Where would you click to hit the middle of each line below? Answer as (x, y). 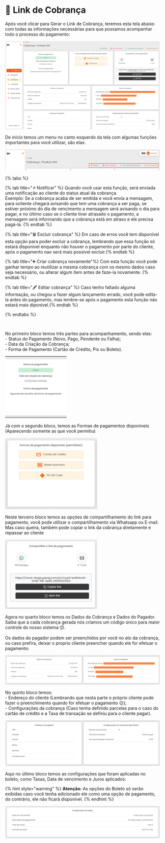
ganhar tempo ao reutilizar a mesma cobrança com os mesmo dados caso (80, 267)
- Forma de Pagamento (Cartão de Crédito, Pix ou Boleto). (64, 349)
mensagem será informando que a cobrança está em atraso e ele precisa (79, 220)
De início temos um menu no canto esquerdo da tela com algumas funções (81, 137)
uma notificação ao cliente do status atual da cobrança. (61, 193)
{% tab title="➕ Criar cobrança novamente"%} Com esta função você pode (81, 261)
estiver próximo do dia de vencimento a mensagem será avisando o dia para (82, 209)
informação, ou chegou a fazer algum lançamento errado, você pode (75, 294)
